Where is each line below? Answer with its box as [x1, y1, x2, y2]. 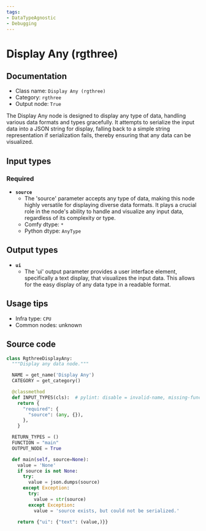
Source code [6, 339, 56, 350]
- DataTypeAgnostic [6, 15, 56, 21]
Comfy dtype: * [24, 221, 64, 228]
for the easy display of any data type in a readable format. [24, 281, 172, 288]
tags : [6, 9, 20, 15]
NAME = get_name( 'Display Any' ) [12, 372, 95, 378]
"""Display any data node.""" [12, 361, 89, 367]
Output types [6, 245, 58, 255]
